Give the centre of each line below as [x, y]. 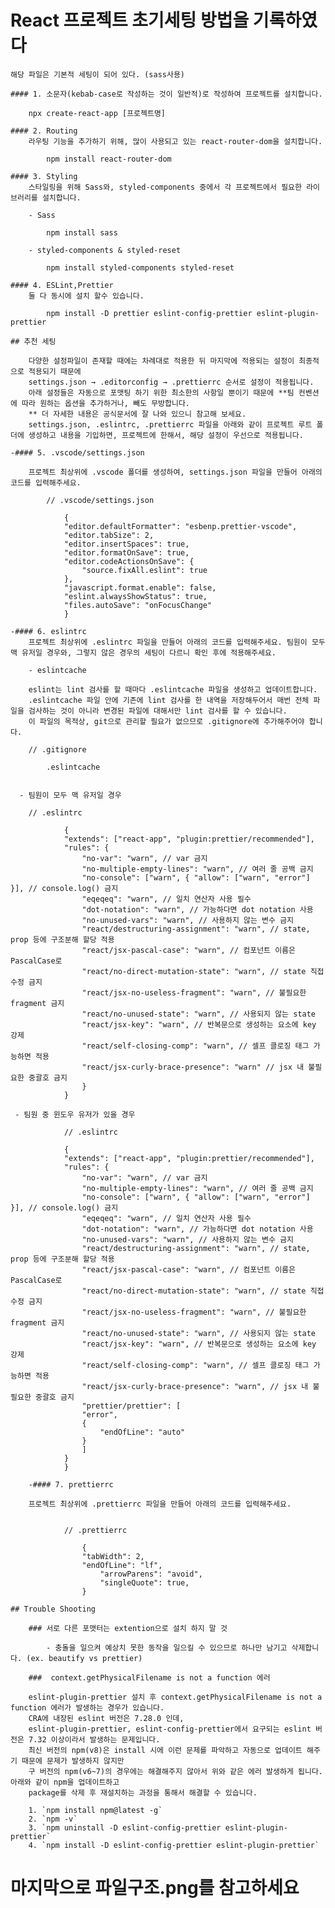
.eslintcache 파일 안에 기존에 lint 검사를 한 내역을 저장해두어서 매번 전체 [169, 700]
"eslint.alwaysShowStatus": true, [135, 596]
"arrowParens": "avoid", [151, 1574]
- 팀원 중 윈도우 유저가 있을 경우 [75, 1114]
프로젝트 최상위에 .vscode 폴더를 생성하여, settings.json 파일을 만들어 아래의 [175, 472]
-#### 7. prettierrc [71, 1484]
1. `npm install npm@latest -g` [95, 1810]
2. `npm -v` [53, 1819]
